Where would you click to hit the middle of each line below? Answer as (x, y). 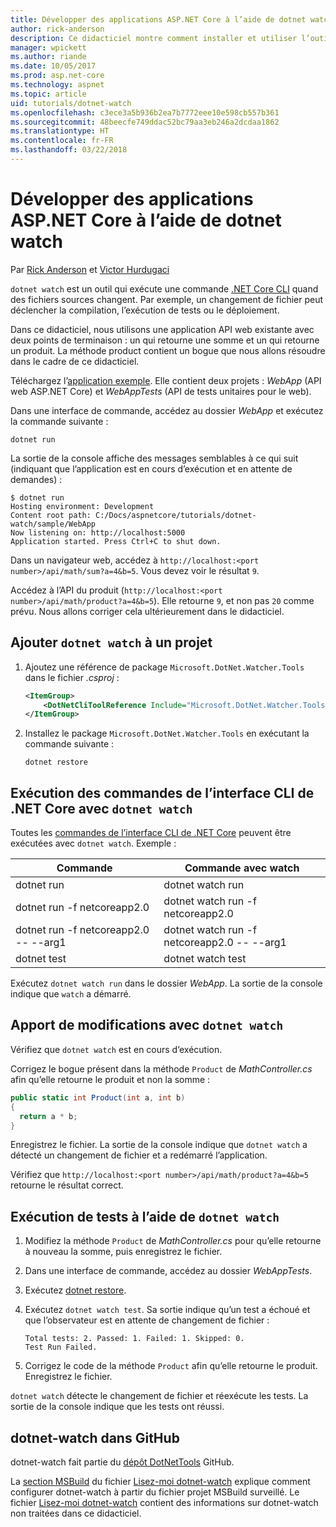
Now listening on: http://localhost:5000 (98, 532)
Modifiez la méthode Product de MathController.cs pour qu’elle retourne (173, 1241)
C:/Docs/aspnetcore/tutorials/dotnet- (176, 515)
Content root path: (51, 515)
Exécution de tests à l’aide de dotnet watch (145, 1216)
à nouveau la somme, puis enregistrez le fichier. (123, 1252)
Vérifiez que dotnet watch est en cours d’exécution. (116, 1049)
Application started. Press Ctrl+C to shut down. (116, 541)
